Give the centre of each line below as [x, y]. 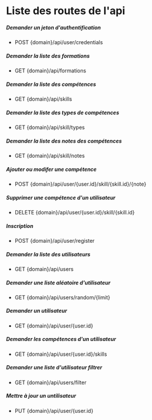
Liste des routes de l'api [66, 11]
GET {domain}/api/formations [50, 71]
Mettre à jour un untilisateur [41, 396]
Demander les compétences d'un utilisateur [61, 339]
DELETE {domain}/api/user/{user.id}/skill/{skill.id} [75, 212]
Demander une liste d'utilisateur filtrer [54, 368]
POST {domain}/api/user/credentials [59, 42]
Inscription [20, 226]
